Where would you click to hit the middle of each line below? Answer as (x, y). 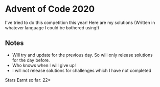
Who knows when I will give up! (44, 65)
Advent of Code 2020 (50, 9)
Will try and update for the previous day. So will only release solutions (82, 55)
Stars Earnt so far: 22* (28, 80)
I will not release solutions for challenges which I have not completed (82, 70)
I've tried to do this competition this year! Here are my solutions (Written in (80, 22)
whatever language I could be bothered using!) (52, 27)
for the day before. (31, 60)
